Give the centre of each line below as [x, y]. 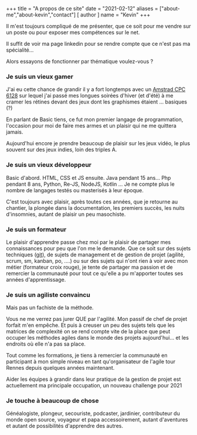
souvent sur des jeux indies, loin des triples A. [62, 150]
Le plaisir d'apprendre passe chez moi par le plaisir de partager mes [89, 242]
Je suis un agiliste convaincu [48, 295]
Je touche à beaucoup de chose [52, 401]
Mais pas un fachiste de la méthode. [50, 307]
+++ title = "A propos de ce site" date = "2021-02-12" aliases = [82, 9]
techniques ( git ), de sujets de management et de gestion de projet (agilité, [96, 255]
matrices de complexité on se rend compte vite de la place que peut [88, 332]
